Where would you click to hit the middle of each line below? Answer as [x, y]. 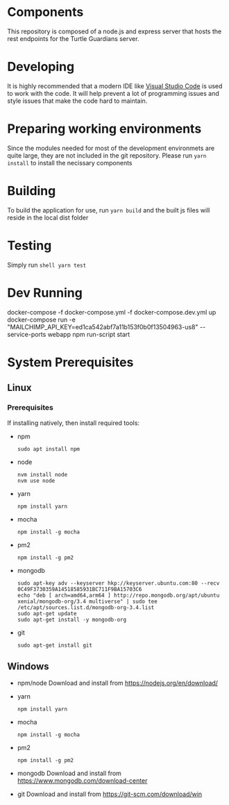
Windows [28, 666]
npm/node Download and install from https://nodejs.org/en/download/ [118, 683]
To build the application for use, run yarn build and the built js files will [109, 210]
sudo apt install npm [48, 449]
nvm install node [42, 474]
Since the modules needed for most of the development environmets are [111, 148]
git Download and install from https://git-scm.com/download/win [110, 794]
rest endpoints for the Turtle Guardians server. [73, 38]
